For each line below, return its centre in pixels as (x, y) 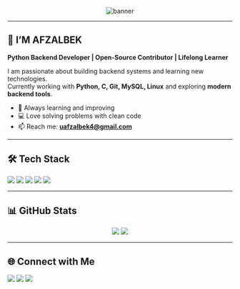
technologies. (27, 78)
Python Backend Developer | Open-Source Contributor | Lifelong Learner (118, 57)
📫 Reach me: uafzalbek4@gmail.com (75, 126)
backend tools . (30, 93)
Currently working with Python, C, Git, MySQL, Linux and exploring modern (119, 86)
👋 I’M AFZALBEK (45, 40)
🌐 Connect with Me (51, 262)
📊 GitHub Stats (42, 211)
